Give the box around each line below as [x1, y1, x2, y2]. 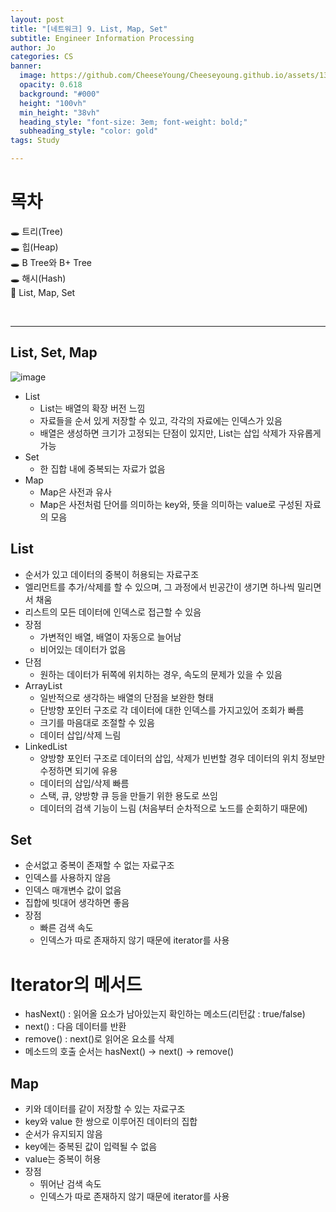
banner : [10, 61, 43, 71]
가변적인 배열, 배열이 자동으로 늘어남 [39, 631, 182, 643]
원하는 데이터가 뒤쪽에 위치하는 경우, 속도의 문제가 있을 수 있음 [39, 668, 283, 680]
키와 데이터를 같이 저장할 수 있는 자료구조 [24, 1103, 186, 1115]
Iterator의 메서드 [10, 973, 143, 996]
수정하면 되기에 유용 [39, 764, 118, 776]
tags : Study [10, 136, 60, 146]
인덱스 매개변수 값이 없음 [24, 884, 122, 896]
